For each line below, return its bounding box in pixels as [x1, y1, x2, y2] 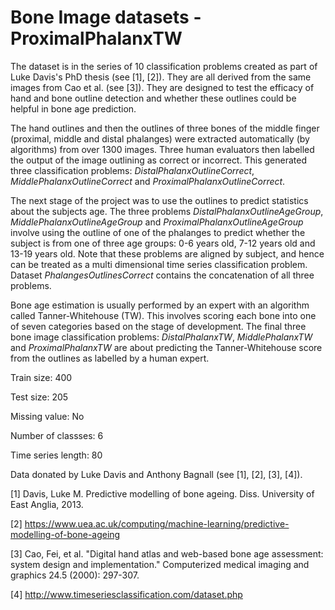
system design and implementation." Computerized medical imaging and [10, 558, 310, 570]
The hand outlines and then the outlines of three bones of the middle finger [10, 122, 320, 134]
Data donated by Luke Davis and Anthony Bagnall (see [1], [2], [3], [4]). [10, 468, 303, 480]
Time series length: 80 [10, 449, 103, 461]
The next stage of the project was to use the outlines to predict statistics [10, 194, 309, 206]
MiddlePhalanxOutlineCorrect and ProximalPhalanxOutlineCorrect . [10, 175, 286, 187]
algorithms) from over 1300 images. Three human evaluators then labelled [10, 143, 315, 155]
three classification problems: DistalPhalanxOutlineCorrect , [10, 164, 255, 176]
